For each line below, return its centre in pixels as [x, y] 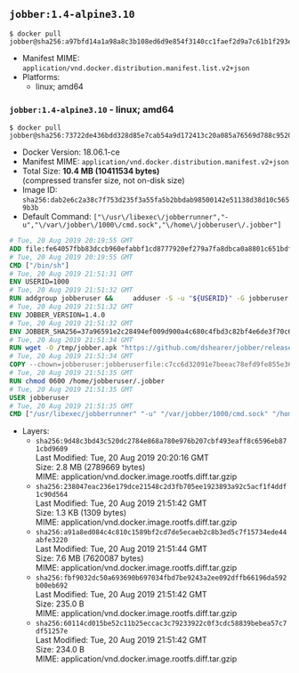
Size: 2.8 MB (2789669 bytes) [90, 468]
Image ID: [40, 190]
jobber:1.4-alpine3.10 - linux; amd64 [92, 109]
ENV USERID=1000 [39, 282]
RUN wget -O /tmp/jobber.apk [63, 348]
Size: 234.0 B [60, 650]
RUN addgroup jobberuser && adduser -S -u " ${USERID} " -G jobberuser [149, 299]
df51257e [52, 631]
